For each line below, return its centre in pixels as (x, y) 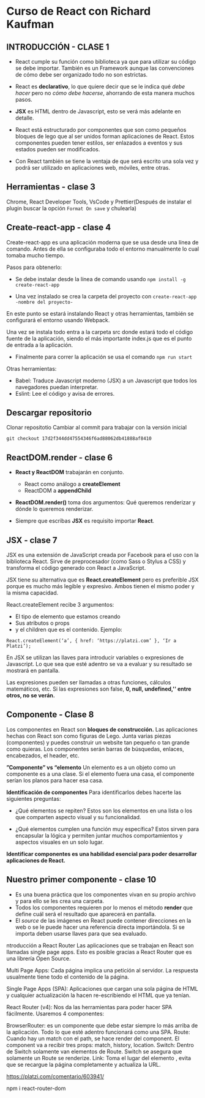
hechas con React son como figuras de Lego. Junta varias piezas (89, 736)
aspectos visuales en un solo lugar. (59, 842)
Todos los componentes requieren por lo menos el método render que (104, 907)
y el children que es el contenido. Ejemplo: (69, 630)
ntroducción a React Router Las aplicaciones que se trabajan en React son (100, 945)
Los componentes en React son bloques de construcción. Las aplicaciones (102, 729)
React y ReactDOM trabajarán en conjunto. (69, 472)
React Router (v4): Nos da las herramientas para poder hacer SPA (89, 1007)
